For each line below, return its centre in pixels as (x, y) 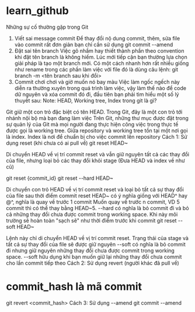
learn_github (37, 11)
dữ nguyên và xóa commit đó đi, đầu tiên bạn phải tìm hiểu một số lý (97, 94)
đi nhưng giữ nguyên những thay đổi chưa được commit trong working (90, 251)
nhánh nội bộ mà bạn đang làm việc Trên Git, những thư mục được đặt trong (97, 118)
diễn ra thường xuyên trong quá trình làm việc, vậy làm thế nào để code (100, 88)
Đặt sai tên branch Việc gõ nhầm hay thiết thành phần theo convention (99, 50)
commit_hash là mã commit (74, 287)
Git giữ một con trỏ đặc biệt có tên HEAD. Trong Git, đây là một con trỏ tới (94, 112)
